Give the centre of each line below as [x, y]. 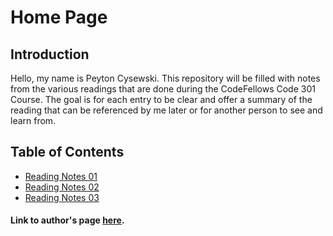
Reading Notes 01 [61, 176]
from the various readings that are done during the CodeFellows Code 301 [163, 89]
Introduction [50, 54]
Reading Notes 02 [62, 187]
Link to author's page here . [67, 220]
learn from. [33, 120]
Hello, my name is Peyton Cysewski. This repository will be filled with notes [165, 78]
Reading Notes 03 [62, 197]
